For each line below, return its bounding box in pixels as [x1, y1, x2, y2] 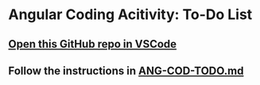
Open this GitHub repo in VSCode [8, 37, 177, 51]
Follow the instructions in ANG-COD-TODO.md [8, 64, 244, 77]
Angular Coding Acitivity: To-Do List [8, 6, 253, 24]
